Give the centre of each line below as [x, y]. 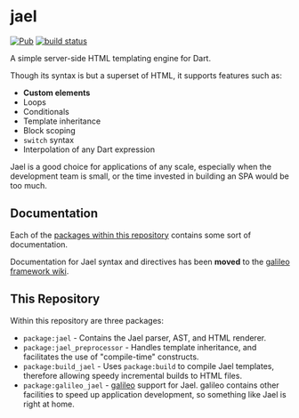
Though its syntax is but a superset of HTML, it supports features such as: [146, 75]
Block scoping [49, 130]
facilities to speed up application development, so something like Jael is [155, 394]
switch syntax [48, 140]
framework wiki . [40, 271]
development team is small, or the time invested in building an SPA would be [150, 176]
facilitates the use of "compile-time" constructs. [111, 357]
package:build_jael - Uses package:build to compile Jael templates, [149, 366]
